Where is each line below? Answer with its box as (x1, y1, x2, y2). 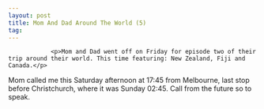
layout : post (8, 11, 51, 20)
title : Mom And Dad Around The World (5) (8, 19, 147, 27)
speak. (8, 92, 30, 102)
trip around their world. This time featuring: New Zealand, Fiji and (8, 54, 246, 63)
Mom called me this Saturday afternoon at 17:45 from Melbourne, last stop (8, 76, 251, 85)
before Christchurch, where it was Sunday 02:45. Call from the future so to (8, 84, 252, 93)
